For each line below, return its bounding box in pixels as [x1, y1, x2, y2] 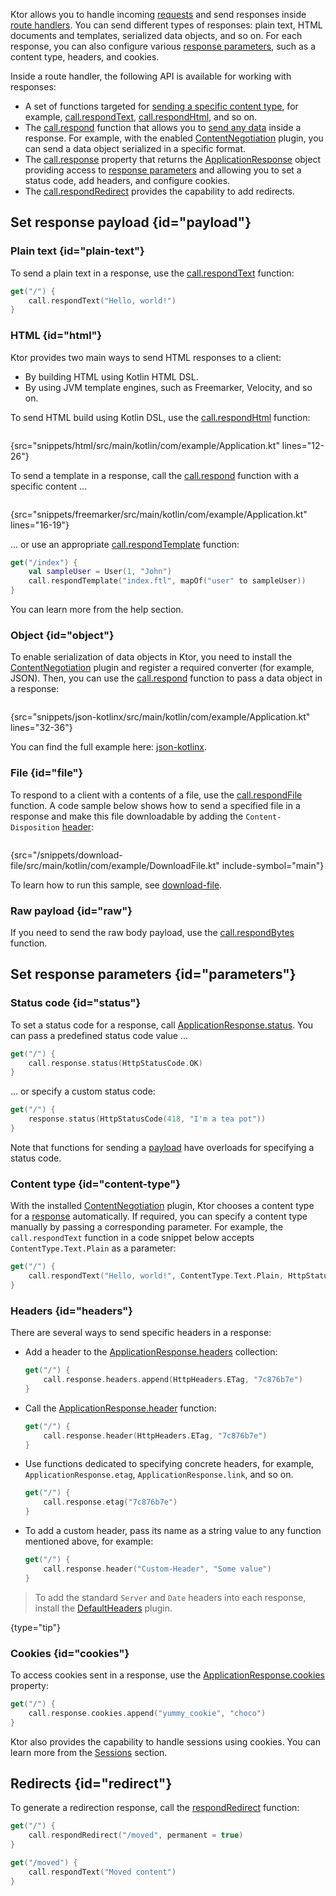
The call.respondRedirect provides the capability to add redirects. [24, 185, 296, 197]
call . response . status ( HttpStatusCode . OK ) [28, 1058, 203, 1068]
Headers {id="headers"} [10, 1304, 133, 1318]
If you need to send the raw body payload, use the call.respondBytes [10, 927, 295, 938]
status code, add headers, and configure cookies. [24, 175, 231, 186]
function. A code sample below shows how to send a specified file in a [10, 799, 301, 811]
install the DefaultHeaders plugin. [34, 1602, 173, 1614]
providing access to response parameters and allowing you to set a [24, 164, 302, 176]
